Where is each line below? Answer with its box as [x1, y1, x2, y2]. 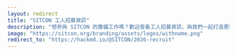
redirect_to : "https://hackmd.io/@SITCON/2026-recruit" [7, 36, 175, 43]
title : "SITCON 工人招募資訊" [7, 17, 90, 24]
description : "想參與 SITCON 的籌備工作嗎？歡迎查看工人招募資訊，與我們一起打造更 [7, 23, 229, 30]
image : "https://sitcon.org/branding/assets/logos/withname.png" [7, 29, 203, 37]
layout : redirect [7, 10, 59, 18]
